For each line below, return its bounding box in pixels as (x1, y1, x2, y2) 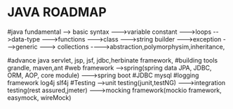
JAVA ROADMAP (7, 4, 107, 20)
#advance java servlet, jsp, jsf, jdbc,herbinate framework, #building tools (7, 56, 218, 64)
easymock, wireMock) (7, 93, 72, 102)
